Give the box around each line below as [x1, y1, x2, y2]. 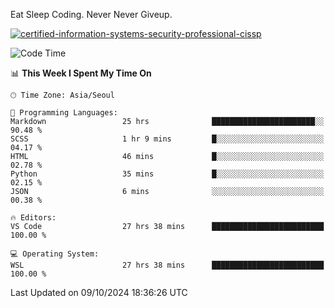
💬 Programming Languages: [10, 108, 118, 118]
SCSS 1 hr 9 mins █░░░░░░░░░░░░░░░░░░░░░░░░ [10, 134, 325, 144]
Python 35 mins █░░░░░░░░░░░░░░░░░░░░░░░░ [10, 169, 325, 179]
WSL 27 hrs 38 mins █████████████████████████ [10, 260, 325, 270]
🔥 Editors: [10, 213, 57, 223]
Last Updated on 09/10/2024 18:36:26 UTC [10, 287, 188, 298]
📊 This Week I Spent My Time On [10, 67, 152, 79]
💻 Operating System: [10, 249, 100, 259]
